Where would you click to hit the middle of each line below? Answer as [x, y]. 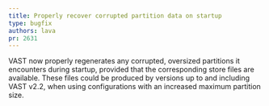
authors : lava [32, 31]
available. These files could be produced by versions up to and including [129, 78]
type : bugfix [30, 23]
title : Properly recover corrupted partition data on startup [115, 16]
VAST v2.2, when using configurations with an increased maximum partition [134, 87]
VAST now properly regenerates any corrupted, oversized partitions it [124, 61]
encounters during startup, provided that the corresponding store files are [131, 70]
